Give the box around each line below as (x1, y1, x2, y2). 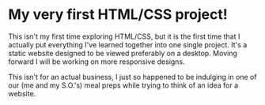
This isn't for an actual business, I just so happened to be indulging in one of (8, 72, 257, 81)
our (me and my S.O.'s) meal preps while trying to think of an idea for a (8, 81, 239, 90)
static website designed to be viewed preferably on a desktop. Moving (8, 48, 237, 58)
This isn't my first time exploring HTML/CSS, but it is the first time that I (8, 32, 240, 41)
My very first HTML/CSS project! (8, 6, 228, 24)
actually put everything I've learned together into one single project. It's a (8, 39, 248, 49)
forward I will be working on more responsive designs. (8, 57, 185, 66)
